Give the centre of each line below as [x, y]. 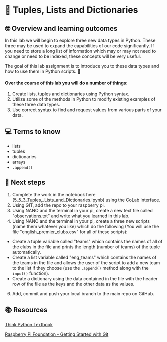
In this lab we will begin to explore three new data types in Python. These [80, 40]
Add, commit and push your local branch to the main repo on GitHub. [83, 293]
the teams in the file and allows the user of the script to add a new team [86, 262]
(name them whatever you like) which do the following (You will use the [85, 226]
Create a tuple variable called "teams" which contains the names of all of [87, 241]
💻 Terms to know [33, 131]
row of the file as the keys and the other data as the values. [73, 284]
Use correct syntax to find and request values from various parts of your [87, 110]
